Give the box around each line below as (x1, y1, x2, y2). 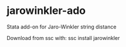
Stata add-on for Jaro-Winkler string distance (6, 23, 117, 30)
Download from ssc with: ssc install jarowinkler (6, 34, 120, 41)
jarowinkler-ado (6, 4, 86, 17)
